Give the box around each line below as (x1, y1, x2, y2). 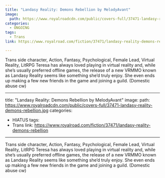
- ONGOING (9, 25, 29, 30)
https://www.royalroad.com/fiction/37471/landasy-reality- (34, 122, 151, 128)
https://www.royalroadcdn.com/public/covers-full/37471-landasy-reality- (5, 102, 153, 108)
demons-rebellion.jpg (5, 107, 49, 113)
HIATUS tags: (12, 117, 40, 123)
